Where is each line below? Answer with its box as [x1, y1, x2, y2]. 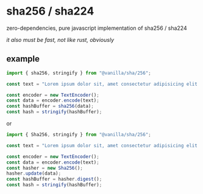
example [6, 54, 40, 64]
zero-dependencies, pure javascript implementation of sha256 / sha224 [6, 24, 187, 32]
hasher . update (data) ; [6, 170, 62, 177]
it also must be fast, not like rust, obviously [6, 36, 115, 43]
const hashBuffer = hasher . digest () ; [6, 176, 102, 182]
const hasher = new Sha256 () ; [6, 165, 84, 171]
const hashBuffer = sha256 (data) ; [6, 103, 94, 109]
